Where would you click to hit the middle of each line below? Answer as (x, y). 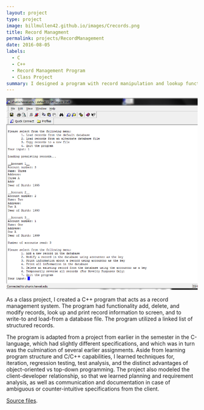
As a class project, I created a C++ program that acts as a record (87, 300)
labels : (16, 52)
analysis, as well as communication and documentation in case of (88, 383)
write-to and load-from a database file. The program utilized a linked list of (100, 319)
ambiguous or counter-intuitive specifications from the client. (83, 389)
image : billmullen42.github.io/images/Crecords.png (73, 26)
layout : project (27, 13)
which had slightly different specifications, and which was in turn (114, 344)
